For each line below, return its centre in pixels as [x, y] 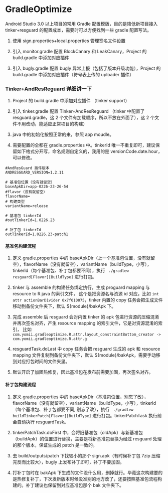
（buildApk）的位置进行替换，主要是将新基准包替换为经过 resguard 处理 [87, 439]
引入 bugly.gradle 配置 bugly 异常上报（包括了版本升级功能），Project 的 [87, 68]
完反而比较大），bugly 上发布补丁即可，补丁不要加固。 [68, 462]
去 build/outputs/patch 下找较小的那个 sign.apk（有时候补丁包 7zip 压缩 [86, 455]
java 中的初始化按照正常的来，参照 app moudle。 [63, 134]
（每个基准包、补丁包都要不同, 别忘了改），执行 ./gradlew [73, 409]
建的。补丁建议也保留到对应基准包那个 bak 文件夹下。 [68, 485]
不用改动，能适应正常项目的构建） [52, 124]
